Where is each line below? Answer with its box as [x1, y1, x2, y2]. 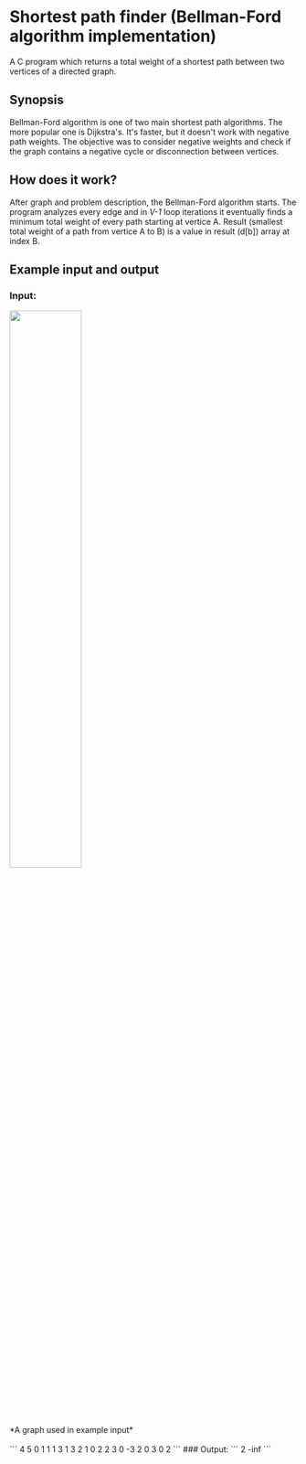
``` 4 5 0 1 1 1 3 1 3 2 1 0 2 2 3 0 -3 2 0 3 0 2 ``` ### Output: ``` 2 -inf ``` [9, 1444, 272, 1455]
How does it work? [9, 172, 118, 188]
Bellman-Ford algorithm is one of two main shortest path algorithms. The [9, 116, 283, 127]
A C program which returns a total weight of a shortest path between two [9, 56, 285, 67]
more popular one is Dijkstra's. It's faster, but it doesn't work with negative [9, 126, 290, 137]
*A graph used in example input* [9, 1425, 134, 1436]
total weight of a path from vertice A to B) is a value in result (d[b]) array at [9, 226, 290, 237]
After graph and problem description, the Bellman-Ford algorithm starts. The [9, 197, 297, 208]
